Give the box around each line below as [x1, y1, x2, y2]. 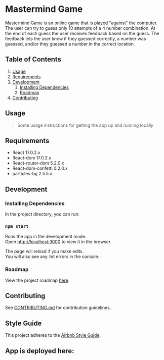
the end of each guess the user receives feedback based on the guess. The [5, 30, 160, 36]
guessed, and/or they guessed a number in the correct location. [5, 41, 135, 47]
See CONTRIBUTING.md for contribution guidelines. [5, 305, 111, 310]
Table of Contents [5, 55, 62, 64]
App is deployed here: [5, 347, 74, 355]
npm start [5, 223, 29, 229]
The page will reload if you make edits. [5, 249, 84, 255]
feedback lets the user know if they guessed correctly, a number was [5, 36, 146, 42]
